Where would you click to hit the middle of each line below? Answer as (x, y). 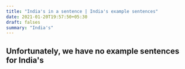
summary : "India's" (30, 28)
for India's (25, 60)
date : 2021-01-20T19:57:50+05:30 (47, 17)
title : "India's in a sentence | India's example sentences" (82, 11)
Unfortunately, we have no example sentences (93, 51)
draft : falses (23, 22)
